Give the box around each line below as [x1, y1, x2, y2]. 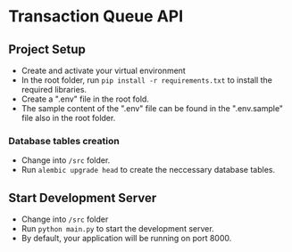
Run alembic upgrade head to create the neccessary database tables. [21, 165, 276, 175]
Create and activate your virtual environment [21, 65, 187, 76]
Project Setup [8, 42, 87, 57]
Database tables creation [8, 134, 120, 147]
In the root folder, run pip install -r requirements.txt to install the [21, 75, 273, 85]
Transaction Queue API [8, 6, 184, 27]
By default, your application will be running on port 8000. [21, 233, 232, 244]
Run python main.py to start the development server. [21, 224, 215, 234]
